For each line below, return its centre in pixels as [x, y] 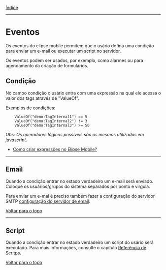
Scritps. [14, 253]
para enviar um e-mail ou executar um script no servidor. [63, 51]
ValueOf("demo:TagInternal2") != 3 [51, 121]
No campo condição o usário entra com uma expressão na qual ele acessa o [83, 93]
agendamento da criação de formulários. [47, 65]
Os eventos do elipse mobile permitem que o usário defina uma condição [80, 45]
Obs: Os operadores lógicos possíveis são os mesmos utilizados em [75, 134]
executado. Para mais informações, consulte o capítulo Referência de [76, 248]
